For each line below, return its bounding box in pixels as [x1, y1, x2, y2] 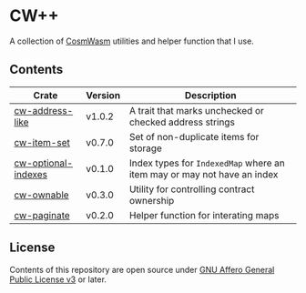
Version [86, 88, 121, 101]
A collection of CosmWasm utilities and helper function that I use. [9, 35, 255, 46]
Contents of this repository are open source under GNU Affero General [9, 264, 275, 275]
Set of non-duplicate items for [128, 130, 260, 143]
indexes [14, 167, 48, 180]
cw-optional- [14, 157, 74, 169]
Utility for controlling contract [128, 183, 255, 196]
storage [128, 142, 162, 155]
